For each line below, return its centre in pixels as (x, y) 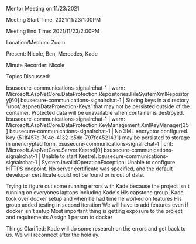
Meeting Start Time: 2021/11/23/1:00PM (54, 20)
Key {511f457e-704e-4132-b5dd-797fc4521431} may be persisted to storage (98, 138)
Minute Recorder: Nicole (35, 65)
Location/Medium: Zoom (36, 42)
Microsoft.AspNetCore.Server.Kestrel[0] (54, 150)
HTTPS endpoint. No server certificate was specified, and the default (90, 169)
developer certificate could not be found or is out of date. (75, 175)
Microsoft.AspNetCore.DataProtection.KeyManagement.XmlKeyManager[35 (97, 125)
